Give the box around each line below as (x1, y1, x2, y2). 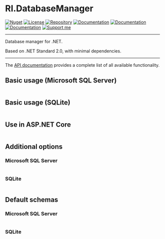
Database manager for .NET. (5, 38, 63, 44)
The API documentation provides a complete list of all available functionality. (5, 62, 160, 68)
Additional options (5, 142, 63, 151)
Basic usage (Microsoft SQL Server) (5, 77, 117, 85)
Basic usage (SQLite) (5, 99, 71, 107)
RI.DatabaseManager (5, 3, 94, 14)
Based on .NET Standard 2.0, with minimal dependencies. (5, 48, 122, 54)
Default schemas (5, 195, 58, 204)
